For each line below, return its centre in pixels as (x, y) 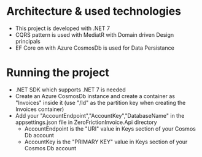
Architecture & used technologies (94, 11)
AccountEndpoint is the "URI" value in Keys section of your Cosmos (110, 128)
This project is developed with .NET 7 (63, 28)
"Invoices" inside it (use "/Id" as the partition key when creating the (100, 102)
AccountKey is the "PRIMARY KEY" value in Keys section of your (106, 142)
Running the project (58, 73)
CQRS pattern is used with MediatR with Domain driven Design (95, 34)
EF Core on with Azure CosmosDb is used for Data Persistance (95, 48)
